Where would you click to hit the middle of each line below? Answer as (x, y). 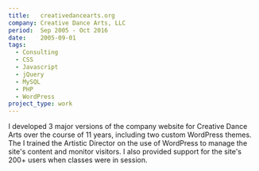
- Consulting (37, 52)
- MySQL (28, 82)
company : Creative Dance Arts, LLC (67, 23)
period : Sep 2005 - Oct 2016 (58, 30)
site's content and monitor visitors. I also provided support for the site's (125, 152)
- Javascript (37, 67)
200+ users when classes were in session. (78, 160)
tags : (17, 45)
